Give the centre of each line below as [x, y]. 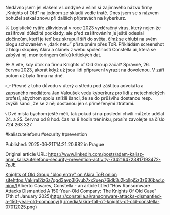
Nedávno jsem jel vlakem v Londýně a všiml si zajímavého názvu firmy [79, 7]
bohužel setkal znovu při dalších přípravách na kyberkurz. [66, 18]
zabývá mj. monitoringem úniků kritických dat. [53, 55]
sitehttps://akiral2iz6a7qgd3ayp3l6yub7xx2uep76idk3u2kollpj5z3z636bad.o [85, 180]
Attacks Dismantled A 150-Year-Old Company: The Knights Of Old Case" [81, 191]
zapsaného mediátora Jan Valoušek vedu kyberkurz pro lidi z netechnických [85, 93]
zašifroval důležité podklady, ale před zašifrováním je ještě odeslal [74, 33]
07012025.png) [21, 207]
